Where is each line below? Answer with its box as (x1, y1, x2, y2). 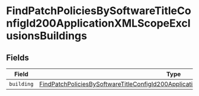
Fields (6, 52, 30, 62)
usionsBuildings (6, 29, 88, 42)
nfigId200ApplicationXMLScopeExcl (6, 16, 191, 30)
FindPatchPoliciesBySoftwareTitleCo (6, 4, 191, 18)
